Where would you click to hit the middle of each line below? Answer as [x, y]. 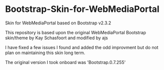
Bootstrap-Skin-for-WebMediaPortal [82, 9]
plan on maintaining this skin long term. [45, 53]
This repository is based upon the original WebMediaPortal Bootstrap [76, 32]
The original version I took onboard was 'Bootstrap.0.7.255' [65, 62]
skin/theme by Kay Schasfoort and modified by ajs [56, 38]
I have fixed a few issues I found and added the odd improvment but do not [82, 47]
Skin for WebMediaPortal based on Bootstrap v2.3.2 [58, 23]
